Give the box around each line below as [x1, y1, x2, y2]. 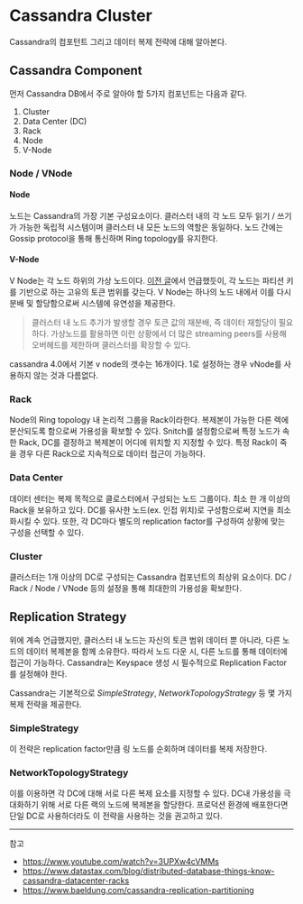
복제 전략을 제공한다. [9, 699, 82, 709]
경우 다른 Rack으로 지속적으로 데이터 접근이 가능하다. [18, 448, 206, 460]
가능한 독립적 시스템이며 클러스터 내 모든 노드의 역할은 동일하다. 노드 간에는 [18, 222, 284, 233]
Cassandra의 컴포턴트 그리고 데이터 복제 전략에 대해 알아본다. [9, 36, 227, 47]
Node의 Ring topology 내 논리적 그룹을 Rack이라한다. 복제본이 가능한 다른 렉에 [9, 415, 289, 425]
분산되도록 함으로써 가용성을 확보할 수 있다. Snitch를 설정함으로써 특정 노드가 [9, 425, 281, 437]
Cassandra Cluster [9, 5, 153, 26]
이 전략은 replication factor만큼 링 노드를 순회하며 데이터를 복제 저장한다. [9, 744, 268, 754]
